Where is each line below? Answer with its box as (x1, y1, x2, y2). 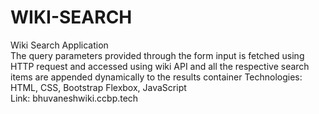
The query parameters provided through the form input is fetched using (10, 49, 305, 61)
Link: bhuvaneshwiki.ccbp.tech (10, 92, 139, 104)
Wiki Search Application (10, 39, 109, 51)
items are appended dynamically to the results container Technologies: (10, 71, 303, 83)
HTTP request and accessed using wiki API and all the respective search (10, 60, 310, 72)
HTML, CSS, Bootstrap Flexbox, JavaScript (10, 81, 187, 93)
